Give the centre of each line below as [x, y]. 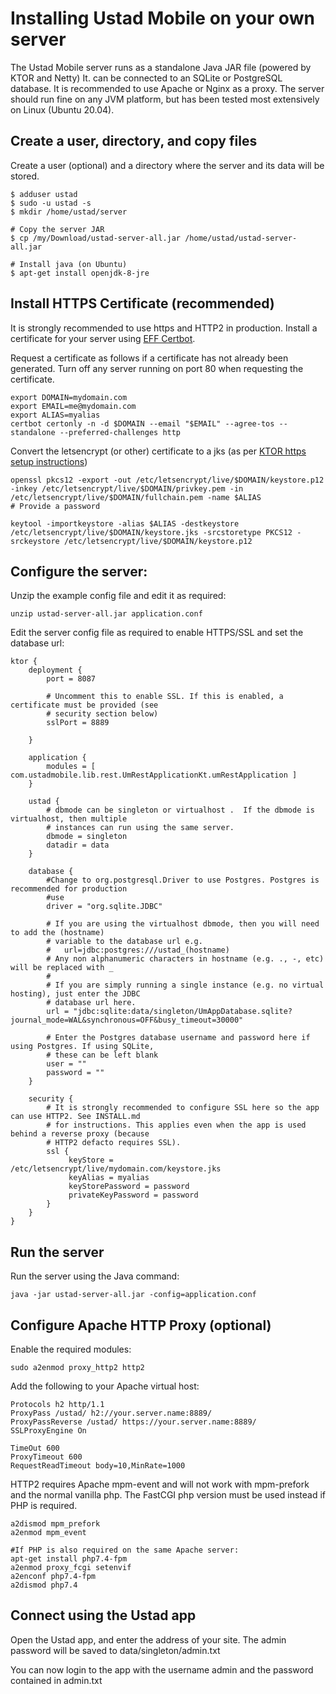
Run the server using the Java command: [95, 1276]
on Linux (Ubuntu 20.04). [62, 109]
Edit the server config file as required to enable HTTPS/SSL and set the [157, 633]
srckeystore [35, 541]
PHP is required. [44, 1505]
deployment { [55, 670]
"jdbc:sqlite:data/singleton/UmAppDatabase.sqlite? [183, 1012]
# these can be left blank [102, 1055]
